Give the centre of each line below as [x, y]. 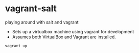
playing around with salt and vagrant [42, 22]
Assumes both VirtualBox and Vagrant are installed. [64, 37]
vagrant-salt [31, 9]
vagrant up [16, 46]
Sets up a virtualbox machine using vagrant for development [73, 31]
